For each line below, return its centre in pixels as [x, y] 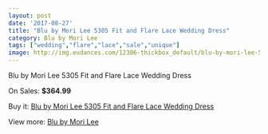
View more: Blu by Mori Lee [54, 122]
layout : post [30, 16]
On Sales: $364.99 [40, 91]
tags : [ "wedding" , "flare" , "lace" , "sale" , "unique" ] [94, 45]
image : [19, 53]
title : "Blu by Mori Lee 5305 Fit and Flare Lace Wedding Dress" [119, 30]
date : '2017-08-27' [41, 23]
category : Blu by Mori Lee [53, 38]
